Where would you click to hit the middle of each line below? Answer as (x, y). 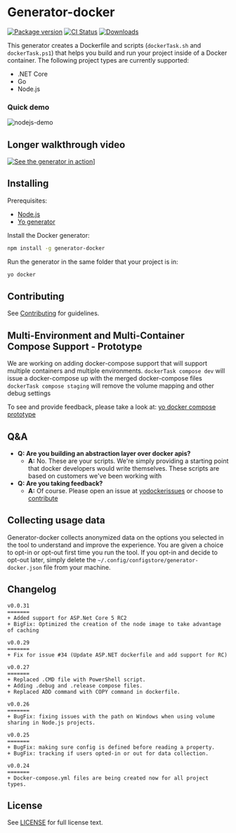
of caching (23, 630)
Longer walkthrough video (66, 145)
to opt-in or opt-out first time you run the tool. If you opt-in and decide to (112, 552)
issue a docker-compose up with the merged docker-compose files (105, 379)
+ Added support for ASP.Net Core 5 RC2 (67, 618)
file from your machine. (77, 567)
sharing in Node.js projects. (52, 723)
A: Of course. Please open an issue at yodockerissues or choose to (125, 491)
